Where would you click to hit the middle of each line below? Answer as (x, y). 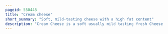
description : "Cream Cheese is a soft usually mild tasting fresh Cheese (84, 24)
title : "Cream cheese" (29, 14)
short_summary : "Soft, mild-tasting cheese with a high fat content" (80, 19)
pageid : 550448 (21, 10)
